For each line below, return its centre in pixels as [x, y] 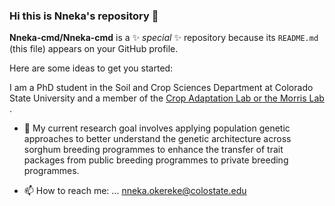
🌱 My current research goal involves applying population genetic [157, 128]
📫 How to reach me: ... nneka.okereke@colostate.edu [135, 191]
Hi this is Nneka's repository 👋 [84, 16]
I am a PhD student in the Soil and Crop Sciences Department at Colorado [161, 88]
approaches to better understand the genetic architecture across [157, 139]
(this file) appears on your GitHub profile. [94, 49]
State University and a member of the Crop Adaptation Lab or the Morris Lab [167, 98]
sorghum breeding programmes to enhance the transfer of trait [153, 150]
